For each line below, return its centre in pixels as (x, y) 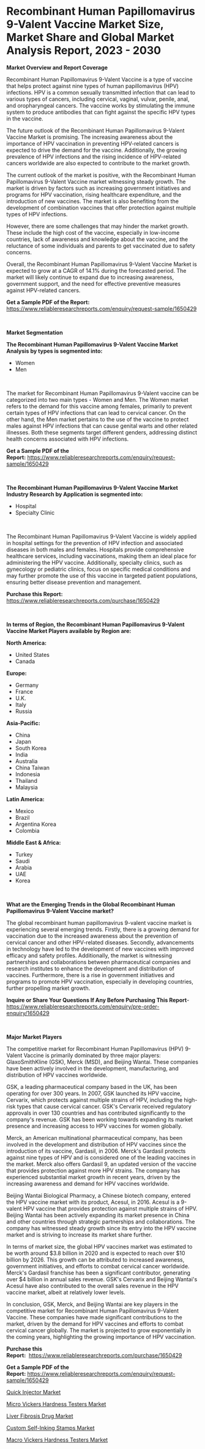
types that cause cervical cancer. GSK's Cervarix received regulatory (104, 1106)
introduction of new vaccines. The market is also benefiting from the (93, 201)
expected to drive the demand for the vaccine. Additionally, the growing (97, 150)
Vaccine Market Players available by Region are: (69, 630)
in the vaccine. (25, 119)
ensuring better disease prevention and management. (74, 582)
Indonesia (28, 774)
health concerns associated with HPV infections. (68, 439)
